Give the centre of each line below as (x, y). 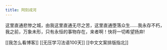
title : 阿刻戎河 (21, 10)
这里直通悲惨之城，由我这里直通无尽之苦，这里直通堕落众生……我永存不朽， (85, 25)
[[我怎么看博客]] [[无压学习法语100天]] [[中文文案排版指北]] (67, 42)
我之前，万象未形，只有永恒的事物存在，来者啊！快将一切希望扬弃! (75, 32)
